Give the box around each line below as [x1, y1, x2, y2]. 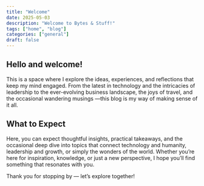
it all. [6, 101, 18, 108]
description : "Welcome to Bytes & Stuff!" [6, 20, 115, 26]
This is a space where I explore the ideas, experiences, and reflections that [6, 75, 194, 82]
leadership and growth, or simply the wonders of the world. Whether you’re [6, 148, 195, 155]
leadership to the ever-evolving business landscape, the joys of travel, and [6, 88, 193, 96]
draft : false [6, 37, 39, 43]
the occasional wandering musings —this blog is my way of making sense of [6, 95, 198, 102]
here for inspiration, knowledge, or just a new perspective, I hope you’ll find [6, 154, 195, 161]
